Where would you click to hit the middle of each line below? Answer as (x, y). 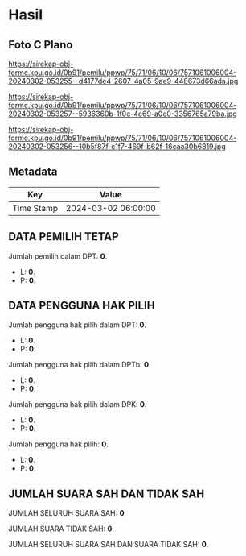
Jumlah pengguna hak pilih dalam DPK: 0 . (78, 405)
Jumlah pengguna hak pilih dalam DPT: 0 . (78, 325)
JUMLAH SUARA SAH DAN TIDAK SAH (107, 494)
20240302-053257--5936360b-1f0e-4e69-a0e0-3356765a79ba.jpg (123, 114)
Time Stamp (35, 208)
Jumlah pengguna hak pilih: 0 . (58, 444)
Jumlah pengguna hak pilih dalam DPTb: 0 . (80, 365)
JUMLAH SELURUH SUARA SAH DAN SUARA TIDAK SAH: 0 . (109, 545)
